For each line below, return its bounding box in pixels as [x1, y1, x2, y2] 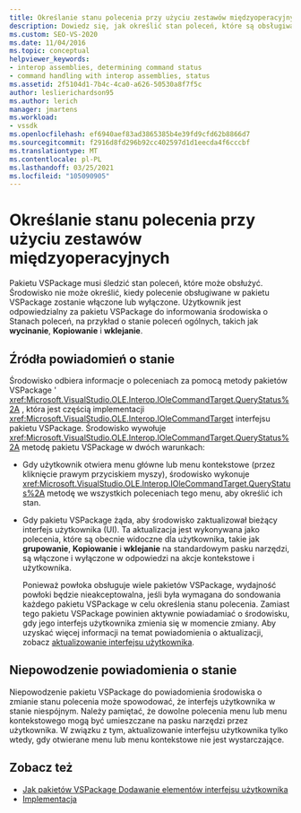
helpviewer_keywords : [9, 55, 90, 64]
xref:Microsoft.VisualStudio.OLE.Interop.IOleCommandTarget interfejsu [9, 413, 271, 424]
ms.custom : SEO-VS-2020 [9, 30, 99, 39]
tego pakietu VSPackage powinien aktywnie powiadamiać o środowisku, [21, 609, 290, 618]
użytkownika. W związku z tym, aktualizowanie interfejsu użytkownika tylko [9, 724, 288, 735]
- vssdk [9, 122, 39, 131]
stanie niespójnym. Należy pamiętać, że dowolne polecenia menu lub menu [9, 705, 288, 716]
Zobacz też [9, 760, 73, 775]
